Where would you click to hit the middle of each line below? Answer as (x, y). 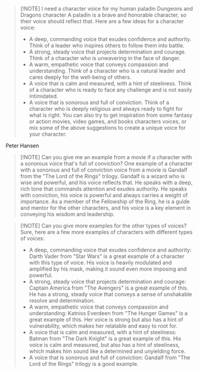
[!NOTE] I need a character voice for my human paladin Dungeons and (106, 9)
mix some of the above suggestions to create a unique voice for (107, 128)
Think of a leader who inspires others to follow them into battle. (107, 45)
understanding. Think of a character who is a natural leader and (107, 71)
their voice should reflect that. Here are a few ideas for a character (102, 21)
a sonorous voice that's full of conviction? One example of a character (106, 164)
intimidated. (43, 96)
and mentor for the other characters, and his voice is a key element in (105, 208)
